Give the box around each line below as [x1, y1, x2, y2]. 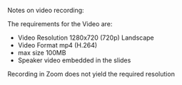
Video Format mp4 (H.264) [17, 41, 98, 49]
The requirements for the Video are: [7, 20, 113, 28]
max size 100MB [17, 49, 66, 57]
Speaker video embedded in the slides [17, 56, 131, 64]
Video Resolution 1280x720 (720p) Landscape [17, 33, 155, 42]
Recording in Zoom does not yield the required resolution [7, 70, 175, 78]
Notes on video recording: [7, 6, 84, 14]
